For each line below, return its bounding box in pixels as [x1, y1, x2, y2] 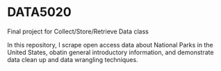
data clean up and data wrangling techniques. [7, 55, 138, 63]
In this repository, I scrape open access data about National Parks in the [7, 40, 213, 49]
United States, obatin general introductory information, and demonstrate [7, 48, 214, 56]
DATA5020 [7, 4, 72, 20]
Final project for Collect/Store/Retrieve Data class [7, 27, 149, 35]
